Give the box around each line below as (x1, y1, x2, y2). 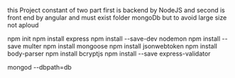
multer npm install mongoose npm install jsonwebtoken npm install (22, 42, 218, 50)
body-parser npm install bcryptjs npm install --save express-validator (7, 49, 211, 58)
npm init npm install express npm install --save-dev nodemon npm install (7, 34, 221, 43)
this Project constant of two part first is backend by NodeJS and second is (7, 6, 225, 14)
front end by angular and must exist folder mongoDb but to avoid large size (7, 13, 227, 22)
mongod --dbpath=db (7, 63, 72, 71)
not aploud (7, 21, 39, 29)
